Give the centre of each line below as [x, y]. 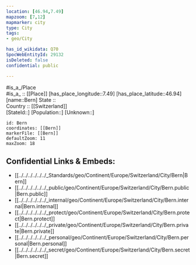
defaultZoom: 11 [26, 138]
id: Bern [17, 123]
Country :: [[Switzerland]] [37, 106]
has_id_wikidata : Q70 [32, 49]
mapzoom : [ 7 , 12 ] [26, 17]
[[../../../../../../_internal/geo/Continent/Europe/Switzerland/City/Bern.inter [101, 200]
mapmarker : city [26, 22]
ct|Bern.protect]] [35, 219]
